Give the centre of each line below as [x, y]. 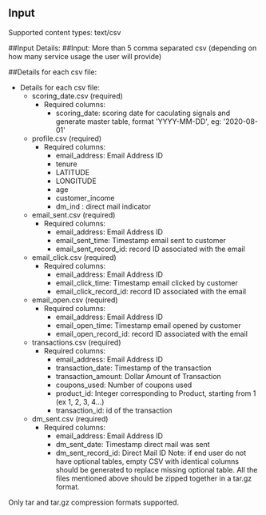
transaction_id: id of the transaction [114, 410]
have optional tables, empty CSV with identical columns [147, 461]
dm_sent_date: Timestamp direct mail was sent [133, 444]
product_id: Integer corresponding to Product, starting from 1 [156, 393]
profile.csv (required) [67, 138]
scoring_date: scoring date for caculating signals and [143, 113]
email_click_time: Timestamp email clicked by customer [147, 282]
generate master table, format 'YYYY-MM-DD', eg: [139, 121]
